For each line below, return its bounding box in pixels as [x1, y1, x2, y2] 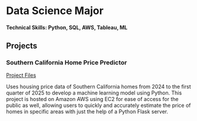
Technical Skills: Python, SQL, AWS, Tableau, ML [6, 23, 128, 31]
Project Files [6, 72, 36, 79]
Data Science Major [6, 4, 104, 18]
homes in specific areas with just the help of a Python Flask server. [6, 108, 169, 115]
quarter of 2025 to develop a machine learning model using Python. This [6, 89, 182, 96]
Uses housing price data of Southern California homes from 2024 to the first [6, 83, 191, 90]
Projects [6, 41, 38, 51]
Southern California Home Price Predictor [6, 59, 128, 67]
